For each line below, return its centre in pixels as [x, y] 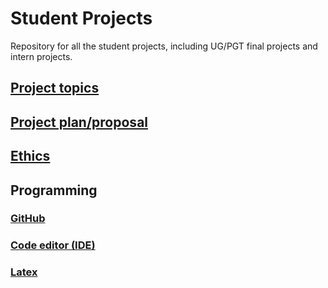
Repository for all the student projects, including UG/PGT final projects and [164, 46]
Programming [54, 190]
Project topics [55, 88]
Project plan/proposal [79, 122]
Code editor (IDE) [53, 245]
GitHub [28, 219]
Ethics [30, 156]
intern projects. [41, 56]
